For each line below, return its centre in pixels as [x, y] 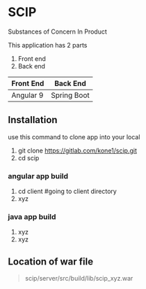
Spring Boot [70, 95]
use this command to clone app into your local [74, 136]
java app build [32, 216]
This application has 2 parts [48, 45]
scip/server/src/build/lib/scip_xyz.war [79, 279]
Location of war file [50, 261]
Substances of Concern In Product [57, 31]
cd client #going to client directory [67, 191]
